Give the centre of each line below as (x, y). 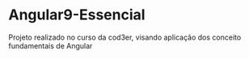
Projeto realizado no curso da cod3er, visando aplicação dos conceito (125, 37)
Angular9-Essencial (77, 15)
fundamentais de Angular (51, 45)
